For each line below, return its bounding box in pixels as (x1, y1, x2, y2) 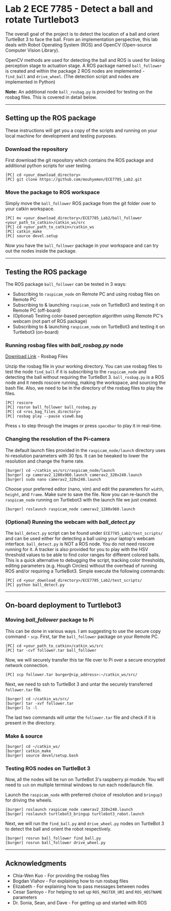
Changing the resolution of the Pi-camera (5, 436, 110, 443)
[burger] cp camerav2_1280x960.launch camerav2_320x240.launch (5, 472, 142, 477)
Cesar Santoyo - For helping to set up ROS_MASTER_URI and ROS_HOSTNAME (12, 889, 162, 895)
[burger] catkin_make (5, 748, 51, 754)
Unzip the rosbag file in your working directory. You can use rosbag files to (5, 363, 163, 370)
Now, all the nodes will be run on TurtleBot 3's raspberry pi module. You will (5, 777, 164, 783)
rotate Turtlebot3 (5, 14, 79, 26)
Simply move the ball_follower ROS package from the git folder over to (5, 200, 156, 207)
